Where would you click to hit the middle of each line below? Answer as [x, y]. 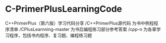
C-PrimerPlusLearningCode [64, 9]
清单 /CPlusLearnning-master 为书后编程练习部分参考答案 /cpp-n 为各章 [83, 29]
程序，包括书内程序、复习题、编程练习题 [51, 35]
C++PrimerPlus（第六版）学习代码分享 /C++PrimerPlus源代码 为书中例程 [80, 23]
